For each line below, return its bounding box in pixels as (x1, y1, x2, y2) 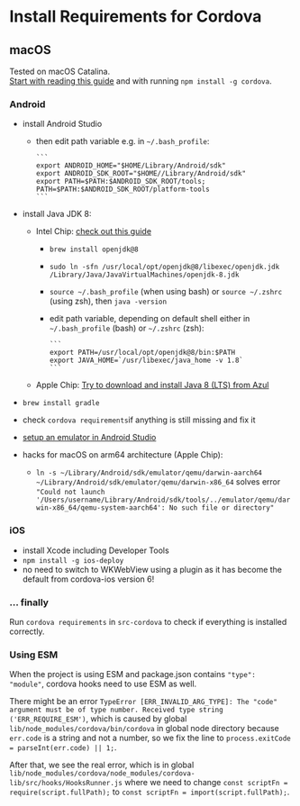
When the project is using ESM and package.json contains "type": (9, 669, 257, 680)
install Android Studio (22, 119, 103, 130)
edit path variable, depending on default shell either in (49, 313, 250, 324)
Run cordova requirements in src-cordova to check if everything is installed (9, 616, 287, 627)
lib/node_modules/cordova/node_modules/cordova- (9, 769, 195, 778)
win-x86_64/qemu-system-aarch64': (35, 503, 166, 512)
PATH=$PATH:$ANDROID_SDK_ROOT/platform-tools (35, 185, 210, 195)
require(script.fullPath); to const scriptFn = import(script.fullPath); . (9, 786, 290, 798)
